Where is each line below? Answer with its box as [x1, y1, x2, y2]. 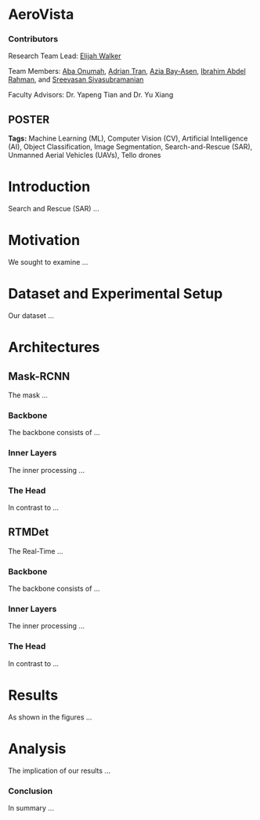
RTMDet [8, 525, 49, 539]
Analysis [8, 740, 67, 757]
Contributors [8, 34, 59, 45]
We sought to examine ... [8, 258, 88, 267]
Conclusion [8, 785, 53, 796]
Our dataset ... [8, 311, 55, 320]
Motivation [8, 232, 81, 249]
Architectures [8, 339, 100, 357]
